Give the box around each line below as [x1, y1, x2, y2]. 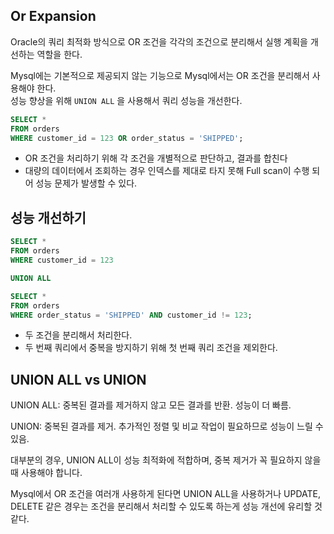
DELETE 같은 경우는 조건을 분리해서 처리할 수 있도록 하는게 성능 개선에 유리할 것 [10, 500, 323, 513]
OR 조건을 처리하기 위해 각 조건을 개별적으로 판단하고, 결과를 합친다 [24, 152, 288, 164]
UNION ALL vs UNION [10, 371, 147, 388]
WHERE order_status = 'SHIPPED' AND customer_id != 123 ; [10, 310, 253, 320]
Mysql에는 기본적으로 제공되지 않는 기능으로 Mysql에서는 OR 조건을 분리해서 [10, 69, 310, 81]
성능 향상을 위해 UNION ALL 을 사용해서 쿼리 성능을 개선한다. [10, 94, 243, 106]
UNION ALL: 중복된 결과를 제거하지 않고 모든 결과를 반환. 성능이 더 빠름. [10, 399, 292, 411]
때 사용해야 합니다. [10, 467, 83, 479]
